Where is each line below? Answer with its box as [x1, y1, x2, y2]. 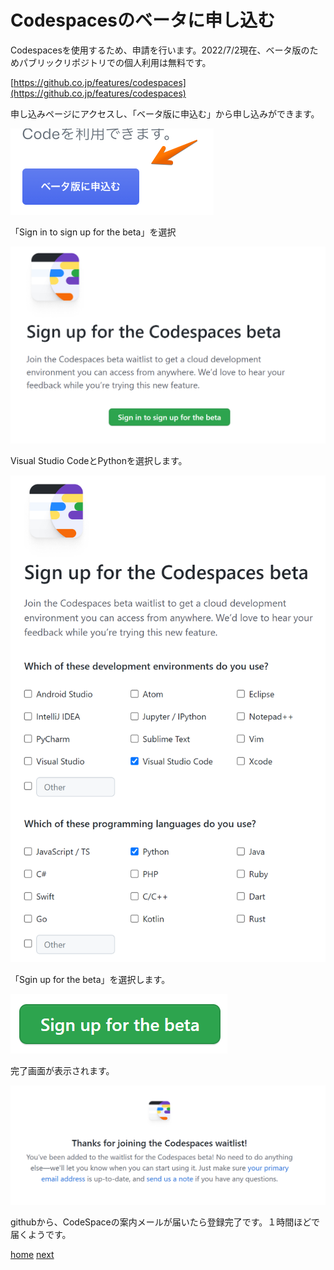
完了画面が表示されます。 [10, 1064, 115, 1076]
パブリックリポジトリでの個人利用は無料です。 [18, 56, 212, 68]
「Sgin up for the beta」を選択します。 [10, 973, 171, 985]
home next [10, 1249, 55, 1261]
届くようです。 [10, 1229, 72, 1241]
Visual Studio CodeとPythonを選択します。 [10, 455, 188, 467]
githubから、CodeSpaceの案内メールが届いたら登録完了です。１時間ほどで [10, 1216, 321, 1228]
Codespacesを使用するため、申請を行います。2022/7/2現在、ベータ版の [10, 44, 310, 56]
